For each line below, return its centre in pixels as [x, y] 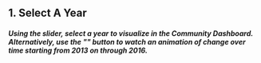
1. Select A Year [48, 13]
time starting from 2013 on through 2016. [78, 50]
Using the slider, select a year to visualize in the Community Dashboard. [131, 33]
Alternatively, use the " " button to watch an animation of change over [127, 41]
